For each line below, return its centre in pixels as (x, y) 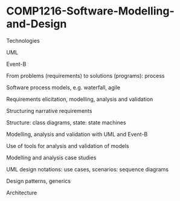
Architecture (22, 193)
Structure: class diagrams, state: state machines (66, 123)
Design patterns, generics (39, 181)
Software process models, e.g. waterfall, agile (63, 87)
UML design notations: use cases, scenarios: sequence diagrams (88, 169)
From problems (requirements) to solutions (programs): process (85, 75)
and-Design (37, 24)
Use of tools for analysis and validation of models (68, 145)
